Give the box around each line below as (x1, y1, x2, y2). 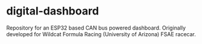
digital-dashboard (6, 4, 99, 18)
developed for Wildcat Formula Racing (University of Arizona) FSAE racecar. (6, 30, 197, 37)
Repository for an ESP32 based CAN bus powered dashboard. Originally (6, 24, 186, 31)
